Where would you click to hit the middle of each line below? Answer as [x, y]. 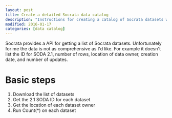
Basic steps [30, 80]
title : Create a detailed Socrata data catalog [57, 15]
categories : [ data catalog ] [35, 29]
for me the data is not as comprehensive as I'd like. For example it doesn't [83, 49]
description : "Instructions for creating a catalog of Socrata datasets [84, 19]
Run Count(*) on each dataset [44, 110]
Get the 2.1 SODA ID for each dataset [51, 100]
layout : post [19, 10]
